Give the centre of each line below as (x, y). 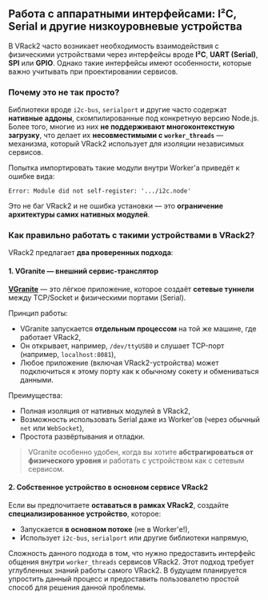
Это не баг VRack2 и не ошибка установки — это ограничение (116, 206)
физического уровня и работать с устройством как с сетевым (136, 460)
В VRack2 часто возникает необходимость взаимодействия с (114, 46)
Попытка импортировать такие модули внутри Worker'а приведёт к (124, 168)
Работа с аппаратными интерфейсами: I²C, (123, 14)
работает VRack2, (50, 337)
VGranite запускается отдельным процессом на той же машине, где (138, 328)
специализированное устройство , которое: (85, 513)
